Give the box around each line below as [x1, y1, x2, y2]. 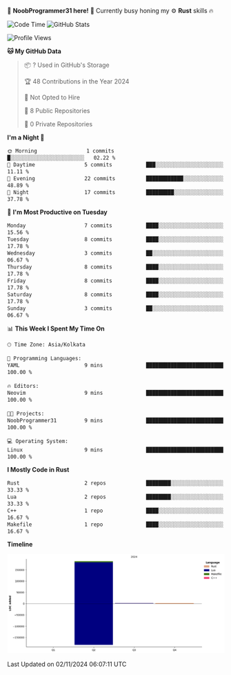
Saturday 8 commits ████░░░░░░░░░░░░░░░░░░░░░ [7, 291, 224, 298]
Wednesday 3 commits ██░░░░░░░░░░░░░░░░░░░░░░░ [7, 250, 224, 257]
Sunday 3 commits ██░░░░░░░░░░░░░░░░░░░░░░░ [7, 305, 224, 312]
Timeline [7, 540, 33, 548]
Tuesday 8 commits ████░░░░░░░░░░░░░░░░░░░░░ [7, 236, 224, 243]
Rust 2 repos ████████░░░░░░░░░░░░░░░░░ [7, 480, 224, 487]
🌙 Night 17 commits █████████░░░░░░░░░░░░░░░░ [7, 189, 224, 196]
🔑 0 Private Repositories [23, 120, 93, 128]
